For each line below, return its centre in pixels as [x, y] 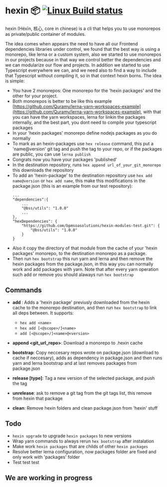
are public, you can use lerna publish [52, 154]
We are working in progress [49, 478]
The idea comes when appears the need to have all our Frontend [72, 43]
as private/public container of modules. [46, 34]
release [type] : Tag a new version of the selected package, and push [83, 378]
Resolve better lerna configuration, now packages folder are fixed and [84, 452]
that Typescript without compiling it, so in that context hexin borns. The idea [83, 75]
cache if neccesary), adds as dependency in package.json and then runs [87, 358]
